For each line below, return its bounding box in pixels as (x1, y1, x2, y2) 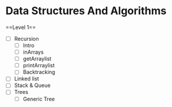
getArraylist (22, 55, 51, 63)
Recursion (14, 35, 39, 42)
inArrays (22, 48, 44, 56)
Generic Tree (22, 95, 55, 102)
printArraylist (22, 62, 55, 69)
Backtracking (22, 69, 56, 76)
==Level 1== (5, 24, 36, 31)
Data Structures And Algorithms (5, 4, 167, 18)
